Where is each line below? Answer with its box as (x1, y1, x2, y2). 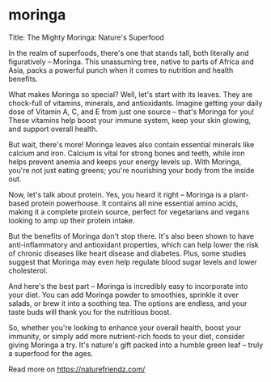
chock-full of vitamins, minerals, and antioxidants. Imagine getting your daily (8, 98, 263, 108)
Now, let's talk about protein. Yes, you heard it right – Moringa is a (8, 189, 228, 199)
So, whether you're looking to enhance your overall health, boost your (8, 322, 241, 333)
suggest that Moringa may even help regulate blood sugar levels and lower (8, 257, 257, 266)
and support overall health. (8, 124, 99, 134)
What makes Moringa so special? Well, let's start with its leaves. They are (8, 89, 253, 99)
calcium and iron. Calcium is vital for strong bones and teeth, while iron (8, 148, 245, 158)
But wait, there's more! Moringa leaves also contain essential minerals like (8, 139, 255, 149)
